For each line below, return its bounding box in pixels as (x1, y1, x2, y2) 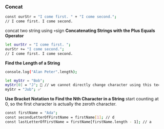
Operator (5, 33, 24, 39)
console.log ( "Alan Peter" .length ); (5, 69, 78, 74)
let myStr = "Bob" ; (5, 78, 45, 83)
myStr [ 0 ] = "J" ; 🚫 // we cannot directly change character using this (5, 82, 152, 88)
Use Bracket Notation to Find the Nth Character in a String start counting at (5, 96, 159, 102)
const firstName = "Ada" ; (5, 111, 58, 115)
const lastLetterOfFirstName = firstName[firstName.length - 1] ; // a (5, 119, 152, 124)
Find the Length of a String (5, 60, 60, 66)
